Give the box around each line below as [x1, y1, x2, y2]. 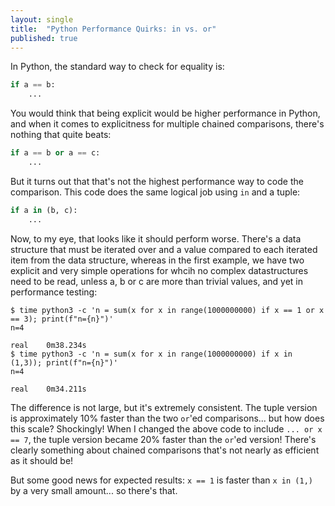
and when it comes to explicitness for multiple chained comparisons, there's [10, 118, 325, 130]
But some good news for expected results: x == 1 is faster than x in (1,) [10, 474, 313, 486]
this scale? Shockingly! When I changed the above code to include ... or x [10, 422, 323, 435]
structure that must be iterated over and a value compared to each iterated [10, 243, 318, 255]
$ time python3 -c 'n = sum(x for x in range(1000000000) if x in [10, 349, 293, 359]
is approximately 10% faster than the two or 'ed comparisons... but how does [10, 412, 325, 424]
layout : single [10, 14, 74, 25]
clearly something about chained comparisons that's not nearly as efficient [10, 444, 320, 456]
